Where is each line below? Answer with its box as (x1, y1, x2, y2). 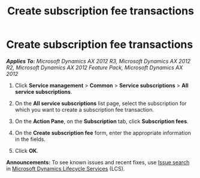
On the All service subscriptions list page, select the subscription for (14, 100, 187, 107)
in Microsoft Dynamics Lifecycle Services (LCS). (6, 165, 125, 172)
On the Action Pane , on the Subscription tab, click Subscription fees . (14, 118, 189, 125)
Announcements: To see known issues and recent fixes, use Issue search (6, 158, 190, 165)
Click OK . (14, 147, 39, 154)
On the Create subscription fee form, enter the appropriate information (14, 129, 192, 136)
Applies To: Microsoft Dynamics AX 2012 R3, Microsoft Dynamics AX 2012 (6, 57, 191, 65)
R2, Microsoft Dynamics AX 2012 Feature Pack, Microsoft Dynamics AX (6, 64, 183, 71)
